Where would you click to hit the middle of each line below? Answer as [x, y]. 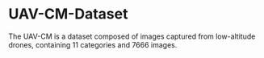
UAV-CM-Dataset [68, 14]
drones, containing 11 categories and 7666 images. [93, 44]
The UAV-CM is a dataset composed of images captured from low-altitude [132, 36]
